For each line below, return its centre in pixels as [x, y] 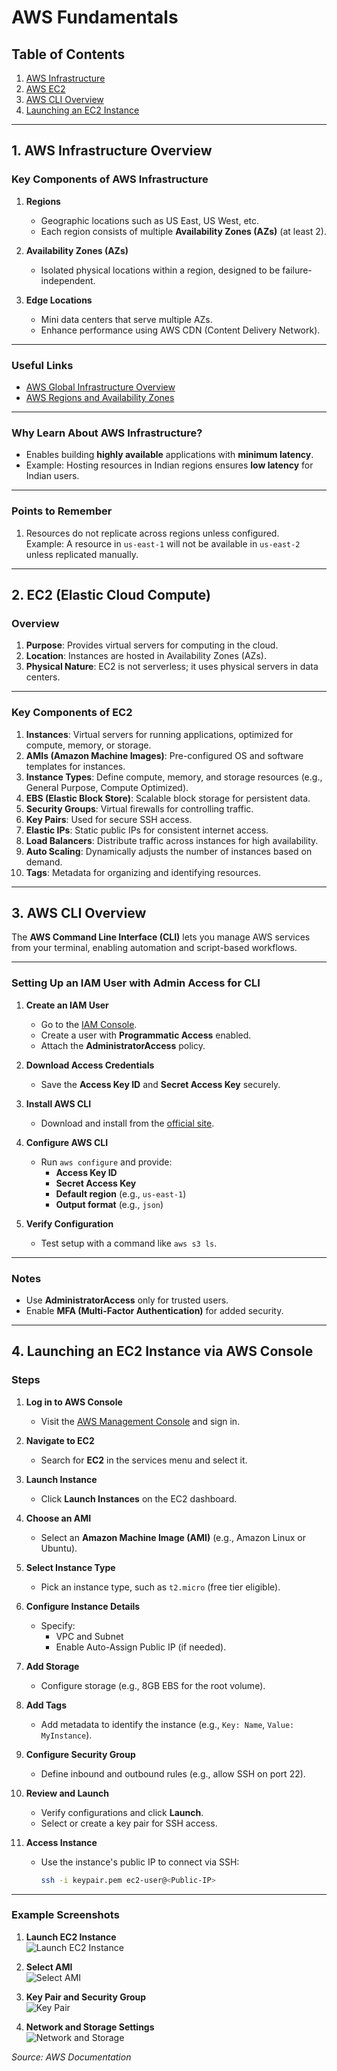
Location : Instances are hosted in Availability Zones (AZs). [146, 656]
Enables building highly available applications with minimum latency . [169, 455]
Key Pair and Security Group [86, 1997]
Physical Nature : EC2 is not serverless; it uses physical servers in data [172, 667]
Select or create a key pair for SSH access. [129, 1823]
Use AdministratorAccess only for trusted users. [127, 1300]
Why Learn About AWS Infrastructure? [107, 433]
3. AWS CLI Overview [79, 912]
